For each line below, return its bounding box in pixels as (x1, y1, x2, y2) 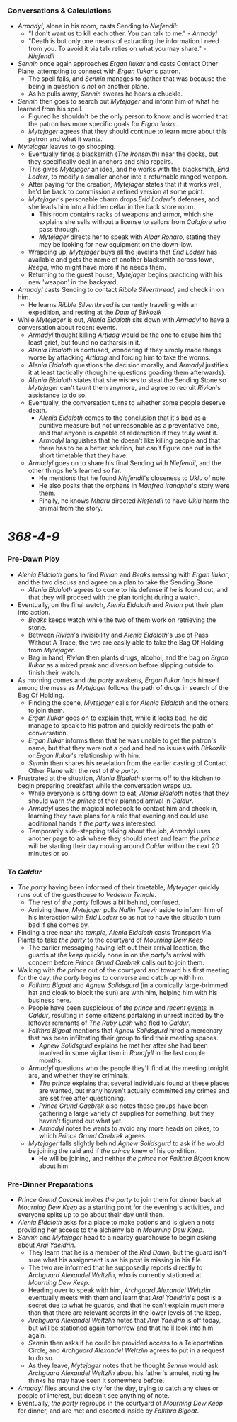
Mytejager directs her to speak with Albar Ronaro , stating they (38, 233, 221, 241)
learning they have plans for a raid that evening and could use (28, 811, 209, 820)
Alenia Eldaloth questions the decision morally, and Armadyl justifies (28, 361, 229, 370)
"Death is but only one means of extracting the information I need (28, 37, 219, 45)
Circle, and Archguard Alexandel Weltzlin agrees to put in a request (28, 1346, 225, 1355)
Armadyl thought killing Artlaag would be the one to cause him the (28, 330, 222, 339)
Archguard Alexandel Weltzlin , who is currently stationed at (28, 1271, 202, 1279)
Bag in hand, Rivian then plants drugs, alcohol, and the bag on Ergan (28, 653, 229, 662)
